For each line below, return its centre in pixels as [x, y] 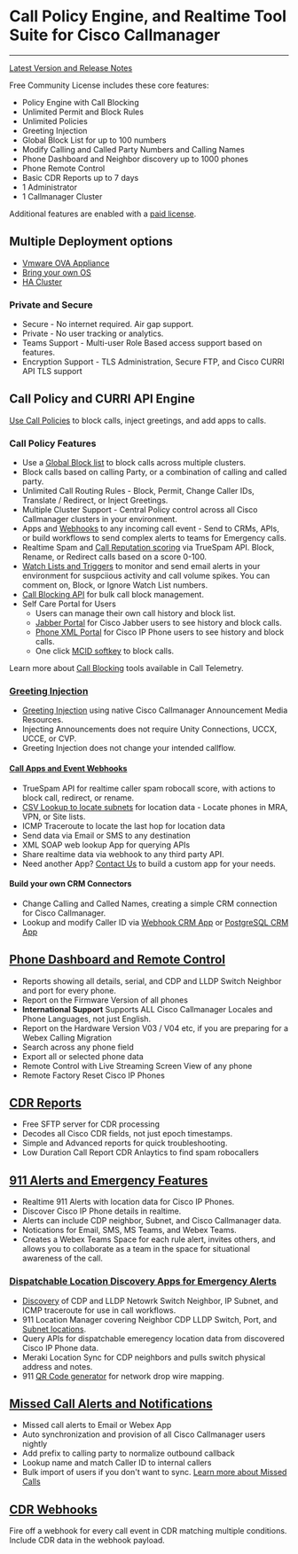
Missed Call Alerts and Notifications [111, 1404]
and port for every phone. [69, 990]
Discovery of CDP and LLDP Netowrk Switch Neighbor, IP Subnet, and [150, 1300]
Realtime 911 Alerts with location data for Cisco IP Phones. [128, 1202]
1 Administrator [50, 187]
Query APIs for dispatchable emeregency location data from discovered [153, 1338]
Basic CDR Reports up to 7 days [80, 177]
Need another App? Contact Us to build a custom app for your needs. [149, 863]
